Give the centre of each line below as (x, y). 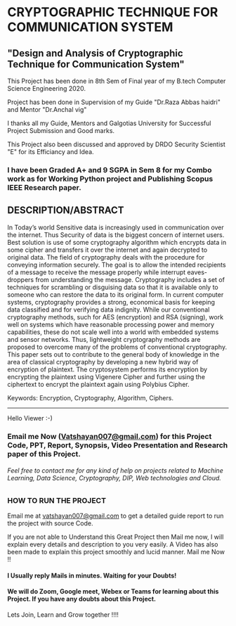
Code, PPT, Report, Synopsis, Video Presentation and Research (118, 445)
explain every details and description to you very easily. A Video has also (113, 544)
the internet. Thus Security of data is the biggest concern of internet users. (116, 235)
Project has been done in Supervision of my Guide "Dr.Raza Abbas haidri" (114, 102)
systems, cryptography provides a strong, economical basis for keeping (111, 302)
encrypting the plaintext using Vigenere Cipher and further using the (106, 376)
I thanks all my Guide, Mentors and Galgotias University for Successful (109, 123)
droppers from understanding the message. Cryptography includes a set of (116, 279)
